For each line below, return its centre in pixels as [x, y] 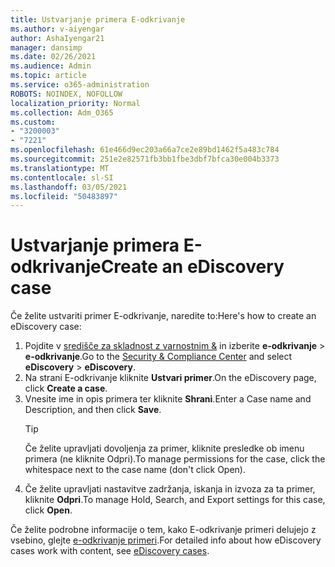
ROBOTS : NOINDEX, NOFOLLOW [66, 94]
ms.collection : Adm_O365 [62, 112]
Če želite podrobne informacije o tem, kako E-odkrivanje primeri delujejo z [163, 530]
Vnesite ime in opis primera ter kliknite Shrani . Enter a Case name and [168, 399]
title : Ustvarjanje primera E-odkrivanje [98, 19]
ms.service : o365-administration [80, 85]
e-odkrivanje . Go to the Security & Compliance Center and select [158, 357]
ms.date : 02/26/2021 [53, 57]
